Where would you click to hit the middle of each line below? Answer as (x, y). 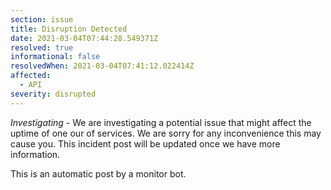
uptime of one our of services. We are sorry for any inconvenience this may (166, 133)
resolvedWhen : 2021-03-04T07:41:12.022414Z (102, 66)
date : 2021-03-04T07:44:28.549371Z (84, 38)
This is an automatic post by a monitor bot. (98, 173)
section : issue (42, 19)
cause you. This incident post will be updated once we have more (145, 143)
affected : (31, 76)
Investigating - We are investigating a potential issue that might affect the (161, 122)
